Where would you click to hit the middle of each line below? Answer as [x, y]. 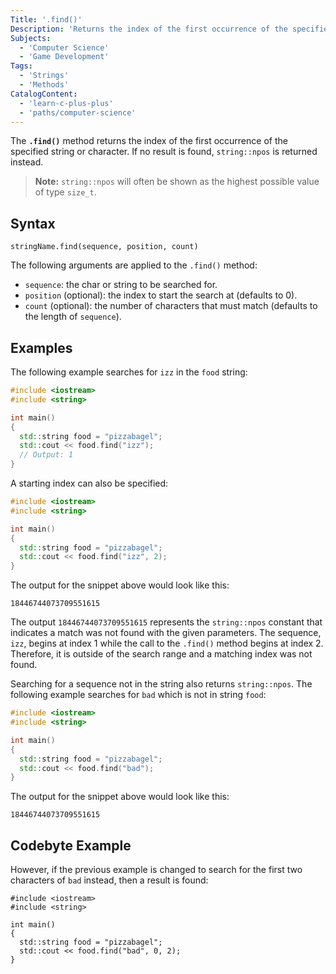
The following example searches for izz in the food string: [129, 372]
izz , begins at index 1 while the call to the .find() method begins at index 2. [167, 643]
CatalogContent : [44, 94]
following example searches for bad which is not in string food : [138, 695]
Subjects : [31, 38]
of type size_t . [65, 192]
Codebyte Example [71, 845]
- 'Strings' [44, 76]
